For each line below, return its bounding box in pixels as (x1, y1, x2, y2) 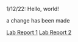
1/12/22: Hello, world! (6, 5, 59, 12)
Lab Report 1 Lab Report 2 (6, 29, 72, 36)
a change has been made (6, 17, 70, 24)
